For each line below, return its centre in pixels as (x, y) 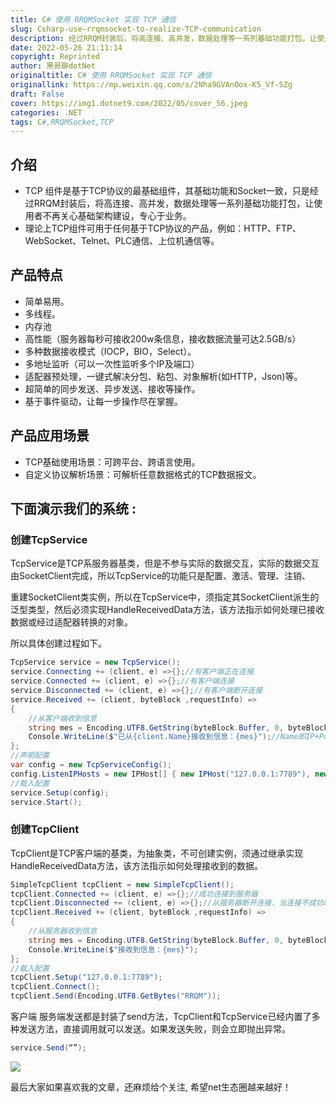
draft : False (37, 94)
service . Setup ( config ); (60, 792)
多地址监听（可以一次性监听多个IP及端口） (112, 363)
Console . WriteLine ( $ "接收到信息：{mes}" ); (113, 949)
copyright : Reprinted (55, 57)
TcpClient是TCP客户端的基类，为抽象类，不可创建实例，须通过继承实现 (157, 853)
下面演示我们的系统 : (73, 509)
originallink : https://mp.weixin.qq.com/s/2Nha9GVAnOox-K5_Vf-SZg (151, 85)
